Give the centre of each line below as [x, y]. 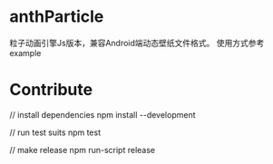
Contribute [51, 90]
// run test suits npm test [55, 132]
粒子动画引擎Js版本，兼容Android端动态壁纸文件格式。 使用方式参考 [137, 43]
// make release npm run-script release [83, 150]
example [25, 53]
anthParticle [57, 17]
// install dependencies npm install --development [102, 114]
